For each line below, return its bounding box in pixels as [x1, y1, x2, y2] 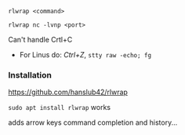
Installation [8, 69, 53, 80]
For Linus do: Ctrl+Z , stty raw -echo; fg [19, 50, 151, 59]
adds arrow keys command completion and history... [8, 118, 178, 127]
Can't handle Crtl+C [8, 35, 73, 44]
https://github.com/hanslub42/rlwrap [8, 87, 128, 97]
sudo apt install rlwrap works [8, 103, 111, 112]
